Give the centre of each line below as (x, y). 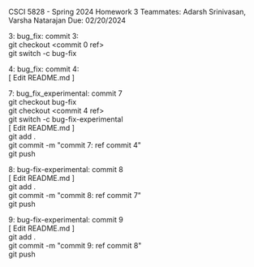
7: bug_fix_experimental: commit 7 (66, 93)
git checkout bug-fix (43, 102)
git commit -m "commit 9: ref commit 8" (75, 245)
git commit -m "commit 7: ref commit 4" (75, 145)
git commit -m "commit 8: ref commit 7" (75, 195)
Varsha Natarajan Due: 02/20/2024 (67, 20)
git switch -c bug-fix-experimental (66, 119)
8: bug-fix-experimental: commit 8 (66, 169)
